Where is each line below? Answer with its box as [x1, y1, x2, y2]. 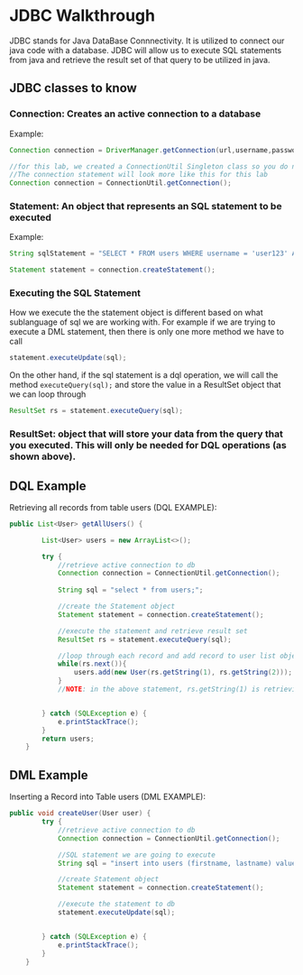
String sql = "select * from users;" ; [57, 585, 204, 595]
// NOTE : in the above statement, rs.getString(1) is [57, 685, 260, 694]
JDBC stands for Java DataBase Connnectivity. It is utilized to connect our [9, 35, 285, 46]
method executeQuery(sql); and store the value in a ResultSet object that [9, 380, 281, 391]
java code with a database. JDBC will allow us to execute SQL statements [9, 44, 282, 55]
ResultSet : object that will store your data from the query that [9, 428, 284, 440]
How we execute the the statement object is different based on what [9, 308, 263, 318]
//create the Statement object [57, 602, 176, 612]
